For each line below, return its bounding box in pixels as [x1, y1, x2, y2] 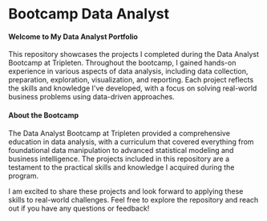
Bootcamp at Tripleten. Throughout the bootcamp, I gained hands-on [8, 58, 237, 68]
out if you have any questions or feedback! [8, 203, 150, 213]
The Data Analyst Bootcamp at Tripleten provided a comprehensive [8, 128, 231, 138]
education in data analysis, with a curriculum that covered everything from [8, 137, 254, 147]
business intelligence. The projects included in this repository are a [8, 154, 230, 163]
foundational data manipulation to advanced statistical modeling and [8, 145, 234, 155]
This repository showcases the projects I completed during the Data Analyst [8, 50, 259, 59]
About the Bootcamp [8, 110, 79, 120]
